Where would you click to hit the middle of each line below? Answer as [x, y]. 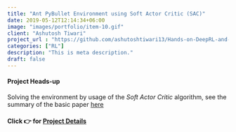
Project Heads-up [34, 82]
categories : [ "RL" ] [36, 46]
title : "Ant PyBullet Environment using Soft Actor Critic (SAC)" [106, 14]
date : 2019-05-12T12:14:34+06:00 [56, 20]
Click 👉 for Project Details [47, 121]
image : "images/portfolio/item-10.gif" [66, 27]
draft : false [26, 59]
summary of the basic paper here [55, 104]
